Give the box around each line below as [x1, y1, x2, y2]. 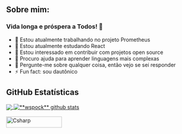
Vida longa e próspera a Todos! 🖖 [6, 23, 103, 31]
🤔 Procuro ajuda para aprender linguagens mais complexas [14, 55, 159, 62]
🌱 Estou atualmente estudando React [14, 42, 106, 49]
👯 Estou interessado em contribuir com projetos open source [14, 49, 164, 56]
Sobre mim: [6, 5, 50, 15]
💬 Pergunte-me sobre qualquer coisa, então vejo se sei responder [14, 61, 176, 68]
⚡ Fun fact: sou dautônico [14, 68, 78, 75]
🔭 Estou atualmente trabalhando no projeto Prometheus [14, 36, 151, 43]
